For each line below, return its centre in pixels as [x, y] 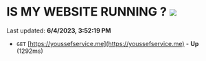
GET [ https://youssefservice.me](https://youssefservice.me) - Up [107, 43]
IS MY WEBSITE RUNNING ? [87, 12]
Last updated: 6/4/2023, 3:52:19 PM [59, 30]
